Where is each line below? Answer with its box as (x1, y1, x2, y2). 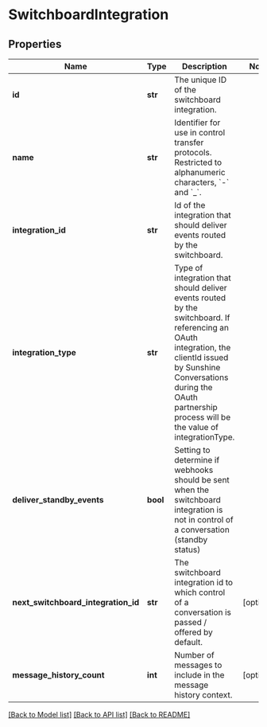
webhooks (174, 464, 214, 475)
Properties (8, 37, 62, 51)
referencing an (174, 322, 229, 333)
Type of (174, 263, 203, 273)
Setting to (174, 444, 211, 455)
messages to (174, 659, 222, 670)
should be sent (174, 475, 230, 485)
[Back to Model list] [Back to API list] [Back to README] (8, 710, 191, 719)
